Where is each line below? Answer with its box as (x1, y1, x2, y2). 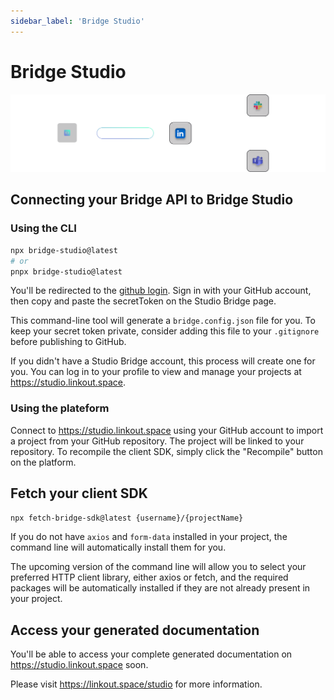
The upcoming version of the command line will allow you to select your (10, 561, 307, 573)
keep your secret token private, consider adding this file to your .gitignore (10, 325, 320, 337)
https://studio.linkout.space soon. (10, 659, 149, 671)
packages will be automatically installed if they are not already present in (10, 582, 311, 594)
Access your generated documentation (10, 621, 260, 639)
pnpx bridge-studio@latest (10, 266, 123, 277)
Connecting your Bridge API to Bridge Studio (10, 191, 294, 209)
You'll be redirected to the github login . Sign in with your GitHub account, (10, 285, 312, 297)
